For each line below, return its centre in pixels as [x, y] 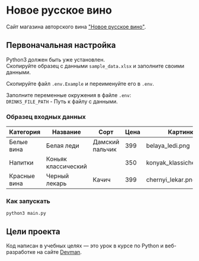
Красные [22, 176]
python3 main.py [26, 214]
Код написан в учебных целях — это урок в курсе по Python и [85, 246]
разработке [21, 252]
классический [67, 166]
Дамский [106, 142]
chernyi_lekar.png [171, 180]
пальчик [105, 150]
